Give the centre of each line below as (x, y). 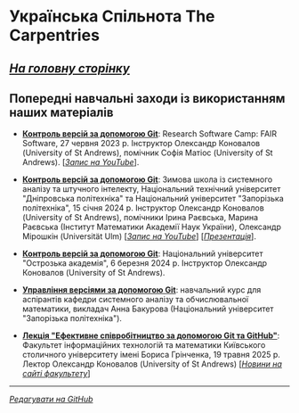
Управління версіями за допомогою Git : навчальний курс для (141, 290)
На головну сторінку (70, 68)
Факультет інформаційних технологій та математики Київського (144, 345)
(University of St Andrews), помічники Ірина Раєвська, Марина (140, 218)
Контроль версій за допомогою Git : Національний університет (142, 254)
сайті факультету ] (56, 374)
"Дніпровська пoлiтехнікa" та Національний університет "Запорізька (153, 199)
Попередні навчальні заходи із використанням (147, 99)
